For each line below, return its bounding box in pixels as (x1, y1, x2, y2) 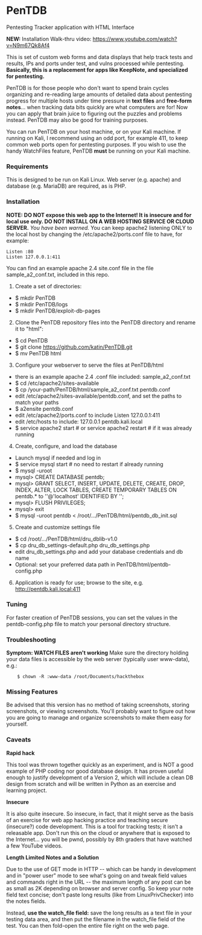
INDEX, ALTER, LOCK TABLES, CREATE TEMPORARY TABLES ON (14, 486, 177, 493)
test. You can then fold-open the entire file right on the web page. (6, 922, 169, 929)
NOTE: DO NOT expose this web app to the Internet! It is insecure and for (6, 211, 192, 218)
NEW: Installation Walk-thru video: (6, 35, 92, 42)
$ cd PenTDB (14, 337, 48, 344)
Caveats (6, 735, 31, 744)
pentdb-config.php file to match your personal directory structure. (6, 620, 171, 627)
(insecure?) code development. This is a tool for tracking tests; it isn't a (6, 823, 183, 830)
